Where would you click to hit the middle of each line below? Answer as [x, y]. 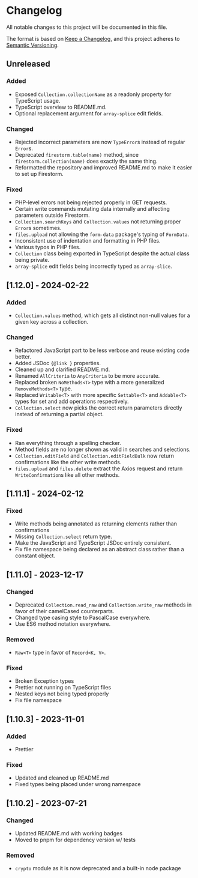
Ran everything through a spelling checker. [68, 443]
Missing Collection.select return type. [63, 537]
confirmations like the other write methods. [68, 462]
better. [23, 357]
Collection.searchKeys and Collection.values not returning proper [98, 222]
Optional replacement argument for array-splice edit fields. [89, 113]
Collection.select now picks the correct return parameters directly [98, 408]
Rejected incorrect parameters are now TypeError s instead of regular [100, 142]
